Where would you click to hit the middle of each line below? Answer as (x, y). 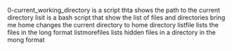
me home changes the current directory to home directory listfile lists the (113, 25)
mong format (26, 40)
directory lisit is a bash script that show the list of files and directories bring (116, 17)
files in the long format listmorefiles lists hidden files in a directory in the (111, 32)
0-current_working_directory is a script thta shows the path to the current (114, 10)
